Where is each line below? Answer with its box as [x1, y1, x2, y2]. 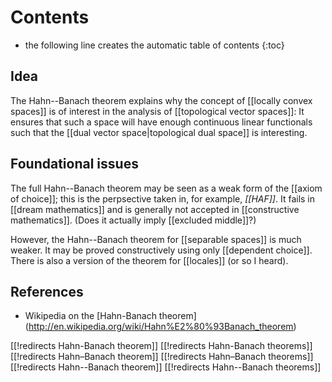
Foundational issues [10, 156, 139, 173]
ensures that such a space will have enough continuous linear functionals [10, 116, 313, 128]
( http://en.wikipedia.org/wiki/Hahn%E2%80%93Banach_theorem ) [24, 321, 297, 333]
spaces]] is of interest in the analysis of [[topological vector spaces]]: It [10, 105, 305, 117]
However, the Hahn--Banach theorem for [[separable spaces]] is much [10, 233, 302, 245]
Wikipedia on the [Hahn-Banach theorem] [24, 310, 197, 322]
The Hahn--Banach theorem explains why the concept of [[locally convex [10, 94, 313, 106]
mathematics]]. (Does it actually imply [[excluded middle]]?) [10, 214, 257, 226]
